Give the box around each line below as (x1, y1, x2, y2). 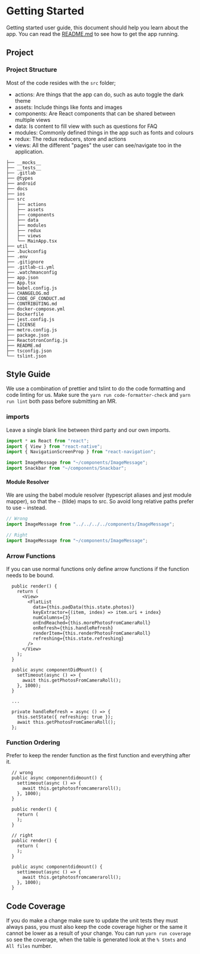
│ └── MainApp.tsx (6, 238, 58, 244)
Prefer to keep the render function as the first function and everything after (6, 752, 191, 759)
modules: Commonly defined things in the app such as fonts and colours (14, 129, 194, 136)
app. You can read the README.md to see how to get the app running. (6, 30, 179, 37)
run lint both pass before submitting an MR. (6, 398, 118, 405)
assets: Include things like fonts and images (14, 103, 122, 111)
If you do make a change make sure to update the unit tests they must (6, 917, 178, 924)
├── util (6, 243, 28, 249)
